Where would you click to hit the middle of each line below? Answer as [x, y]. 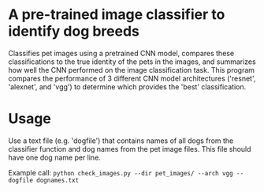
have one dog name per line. [54, 157]
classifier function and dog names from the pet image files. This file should [130, 149]
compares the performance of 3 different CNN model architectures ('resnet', [132, 78]
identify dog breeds [74, 31]
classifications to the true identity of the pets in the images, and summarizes [132, 62]
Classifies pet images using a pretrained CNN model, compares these [121, 53]
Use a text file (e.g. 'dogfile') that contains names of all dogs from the [121, 141]
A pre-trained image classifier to [117, 15]
